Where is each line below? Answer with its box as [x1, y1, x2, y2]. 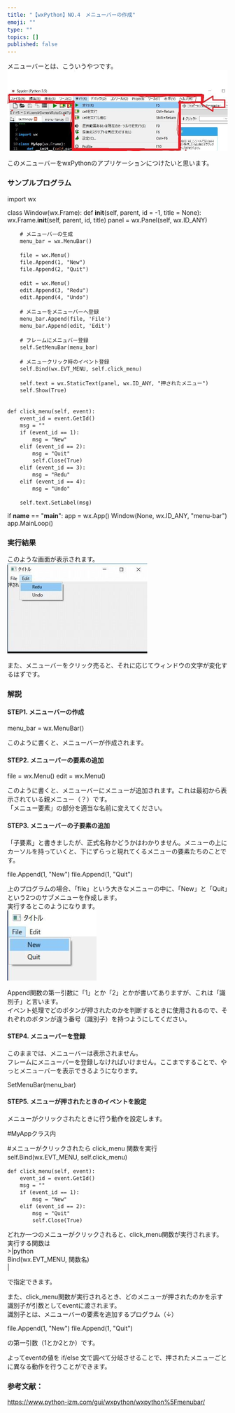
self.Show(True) [20, 387, 68, 394]
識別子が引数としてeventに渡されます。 [7, 1301, 121, 1309]
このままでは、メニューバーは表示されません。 [7, 1049, 142, 1057]
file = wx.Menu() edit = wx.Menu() [7, 772, 106, 781]
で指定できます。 [7, 1278, 56, 1286]
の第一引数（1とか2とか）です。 [7, 1338, 99, 1347]
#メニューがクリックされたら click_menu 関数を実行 [7, 1144, 158, 1153]
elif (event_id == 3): [20, 464, 86, 471]
